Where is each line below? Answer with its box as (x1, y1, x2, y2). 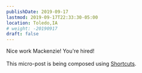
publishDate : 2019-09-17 (6, 8, 69, 15)
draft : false (6, 31, 39, 37)
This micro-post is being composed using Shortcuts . (6, 60, 137, 68)
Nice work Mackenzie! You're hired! (6, 47, 95, 54)
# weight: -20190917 (6, 25, 58, 32)
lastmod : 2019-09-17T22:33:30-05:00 (6, 14, 98, 20)
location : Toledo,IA (6, 20, 58, 26)
